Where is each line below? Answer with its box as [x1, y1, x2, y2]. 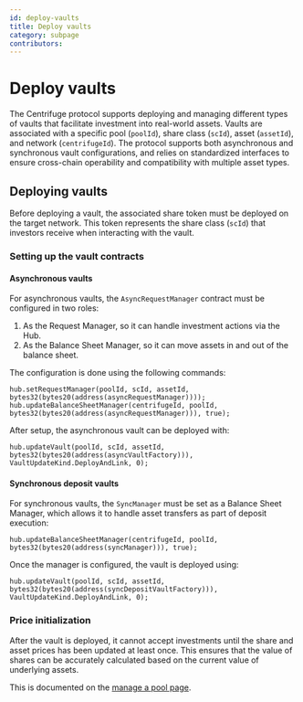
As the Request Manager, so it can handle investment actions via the [22, 321, 280, 332]
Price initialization [9, 614, 91, 627]
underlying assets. [9, 664, 79, 675]
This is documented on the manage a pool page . [9, 682, 192, 693]
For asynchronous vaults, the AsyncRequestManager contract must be [9, 293, 266, 304]
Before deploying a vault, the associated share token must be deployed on [9, 207, 289, 218]
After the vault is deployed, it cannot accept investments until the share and [9, 634, 294, 645]
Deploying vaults [9, 184, 108, 199]
